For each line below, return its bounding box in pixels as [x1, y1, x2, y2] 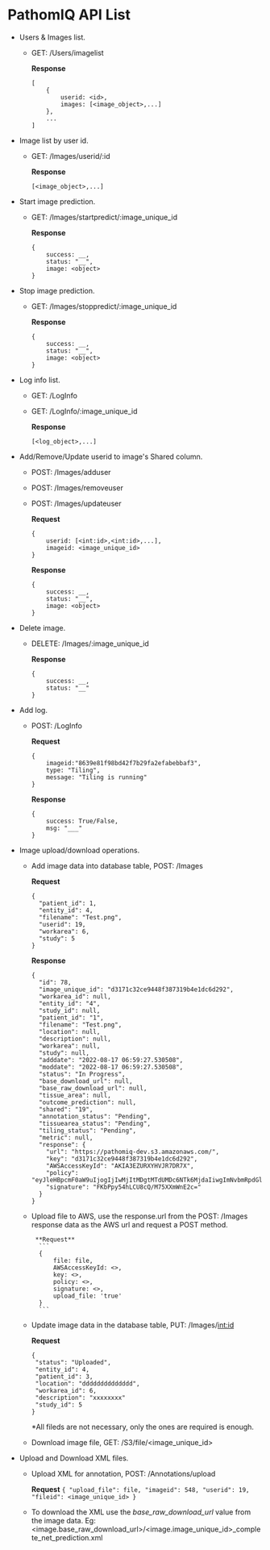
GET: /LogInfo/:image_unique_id [31, 406, 138, 416]
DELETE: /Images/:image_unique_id [31, 639, 150, 648]
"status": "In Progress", [38, 1070, 126, 1078]
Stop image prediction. [19, 285, 95, 295]
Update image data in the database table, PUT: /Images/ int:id [31, 1320, 235, 1330]
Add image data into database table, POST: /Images [31, 860, 203, 870]
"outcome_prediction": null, [38, 1098, 137, 1106]
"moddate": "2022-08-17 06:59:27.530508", [38, 1063, 184, 1071]
